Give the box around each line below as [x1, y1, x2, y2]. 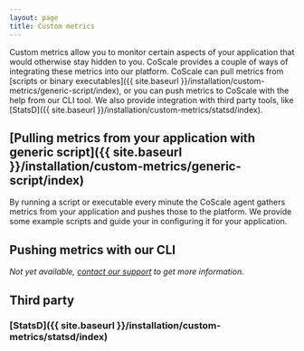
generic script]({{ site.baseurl [9, 144, 183, 159]
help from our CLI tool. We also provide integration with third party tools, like [9, 94, 294, 105]
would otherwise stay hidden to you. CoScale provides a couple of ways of [9, 56, 289, 67]
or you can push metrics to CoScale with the [123, 85, 290, 96]
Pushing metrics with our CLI [9, 242, 176, 258]
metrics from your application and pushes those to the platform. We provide [9, 206, 292, 217]
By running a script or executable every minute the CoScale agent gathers [9, 196, 286, 208]
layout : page [9, 13, 59, 23]
